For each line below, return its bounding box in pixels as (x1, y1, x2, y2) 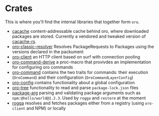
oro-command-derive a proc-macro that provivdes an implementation (12, 59, 151, 65)
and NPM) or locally (26, 105, 66, 111)
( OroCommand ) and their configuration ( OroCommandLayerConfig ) (12, 74, 134, 80)
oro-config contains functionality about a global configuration (12, 79, 135, 85)
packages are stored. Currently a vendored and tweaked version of (12, 33, 146, 39)
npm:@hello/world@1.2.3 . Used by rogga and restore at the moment (12, 95, 146, 101)
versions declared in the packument (12, 49, 84, 55)
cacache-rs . (12, 38, 37, 44)
